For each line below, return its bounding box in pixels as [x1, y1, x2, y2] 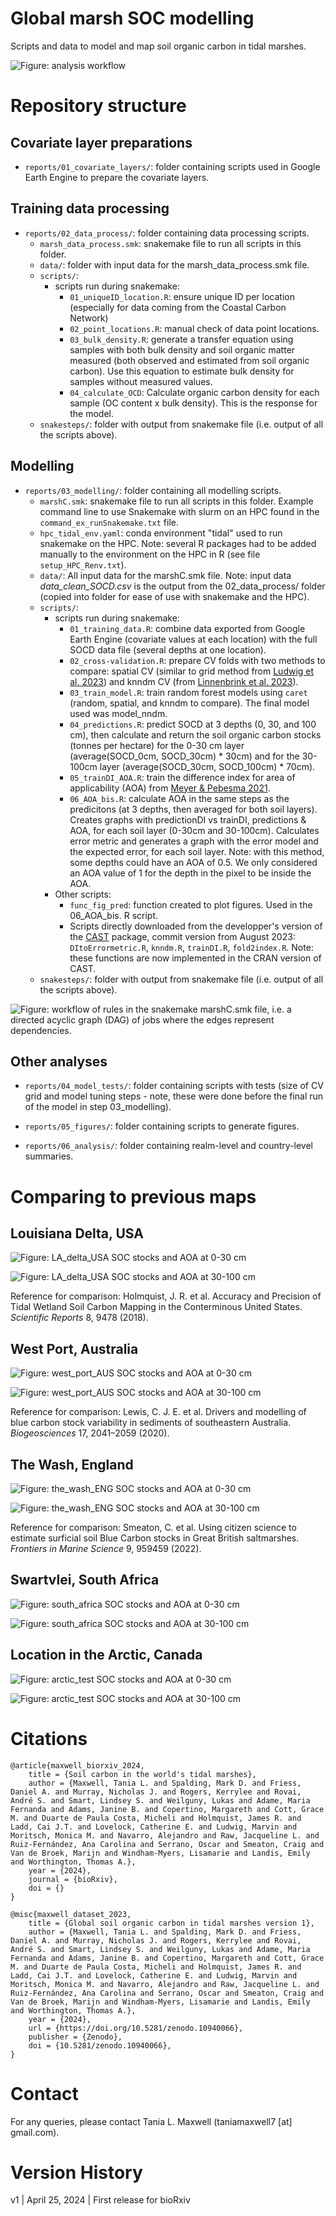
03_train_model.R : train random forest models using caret [69, 686, 308, 698]
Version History [10, 2161, 143, 2184]
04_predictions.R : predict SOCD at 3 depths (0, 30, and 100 [69, 718, 317, 730]
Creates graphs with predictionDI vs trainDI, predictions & [69, 813, 307, 826]
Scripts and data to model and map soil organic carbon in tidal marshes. [10, 40, 307, 52]
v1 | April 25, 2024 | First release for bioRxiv [10, 2194, 191, 2206]
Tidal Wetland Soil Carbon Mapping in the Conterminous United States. [10, 1301, 303, 1313]
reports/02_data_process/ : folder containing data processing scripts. [24, 227, 310, 239]
